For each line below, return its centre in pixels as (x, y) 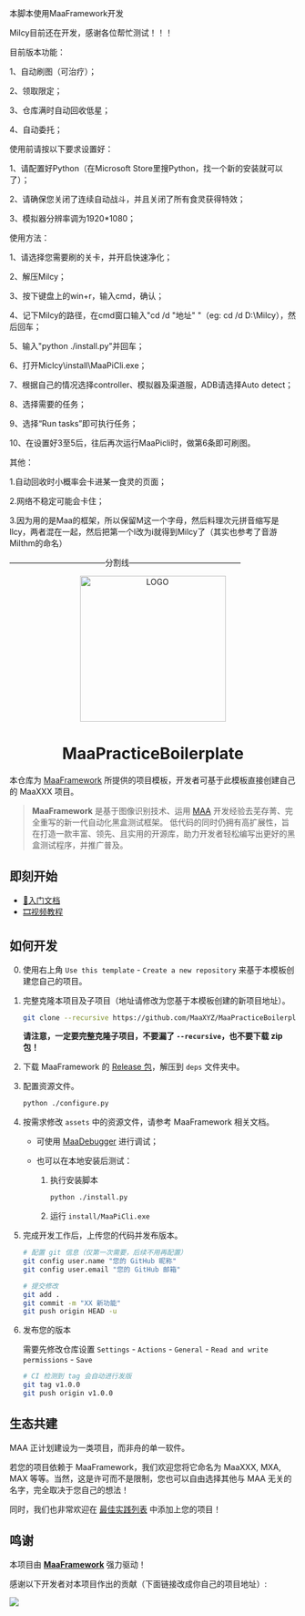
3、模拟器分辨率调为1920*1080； (73, 218)
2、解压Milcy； (38, 277)
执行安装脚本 (74, 1180)
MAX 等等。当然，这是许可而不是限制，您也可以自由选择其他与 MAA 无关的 (151, 1478)
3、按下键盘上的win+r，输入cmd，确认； (87, 296)
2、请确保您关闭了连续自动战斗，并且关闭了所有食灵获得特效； (127, 199)
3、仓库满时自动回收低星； (60, 110)
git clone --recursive (66, 1018)
